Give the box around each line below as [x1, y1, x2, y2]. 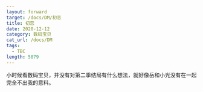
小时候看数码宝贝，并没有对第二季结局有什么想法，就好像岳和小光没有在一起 [6, 71, 197, 79]
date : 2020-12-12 [6, 25, 50, 32]
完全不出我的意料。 [6, 79, 54, 86]
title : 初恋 [6, 20, 34, 26]
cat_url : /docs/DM [6, 37, 53, 43]
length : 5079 [6, 54, 39, 60]
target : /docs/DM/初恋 [6, 15, 62, 21]
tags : [6, 43, 20, 49]
